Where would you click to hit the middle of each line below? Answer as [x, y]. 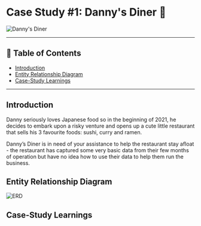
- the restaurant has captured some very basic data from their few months [98, 150]
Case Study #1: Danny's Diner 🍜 [86, 12]
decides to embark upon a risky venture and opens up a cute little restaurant [100, 126]
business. [18, 163]
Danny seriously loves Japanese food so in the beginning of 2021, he [91, 119]
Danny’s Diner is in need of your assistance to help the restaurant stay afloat [100, 144]
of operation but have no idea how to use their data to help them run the [95, 156]
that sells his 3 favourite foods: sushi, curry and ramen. [74, 132]
